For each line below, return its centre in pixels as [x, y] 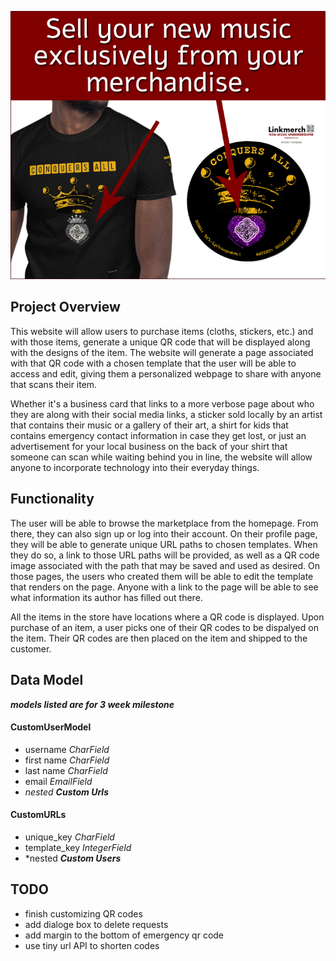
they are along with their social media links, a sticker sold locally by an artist [166, 414]
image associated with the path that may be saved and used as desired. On [165, 565]
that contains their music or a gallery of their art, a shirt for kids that [149, 425]
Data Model [47, 680]
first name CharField [67, 760]
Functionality [52, 499]
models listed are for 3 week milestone [92, 704]
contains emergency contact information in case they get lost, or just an [158, 435]
